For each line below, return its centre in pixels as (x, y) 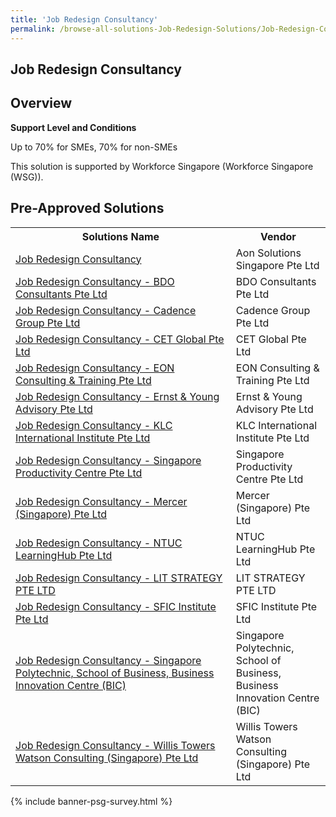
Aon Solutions (268, 253)
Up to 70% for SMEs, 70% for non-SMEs (94, 147)
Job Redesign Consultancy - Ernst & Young (117, 396)
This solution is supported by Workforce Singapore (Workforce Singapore (162, 166)
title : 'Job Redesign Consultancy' (84, 19)
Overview (41, 103)
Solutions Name (120, 236)
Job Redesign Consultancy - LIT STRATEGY (119, 578)
